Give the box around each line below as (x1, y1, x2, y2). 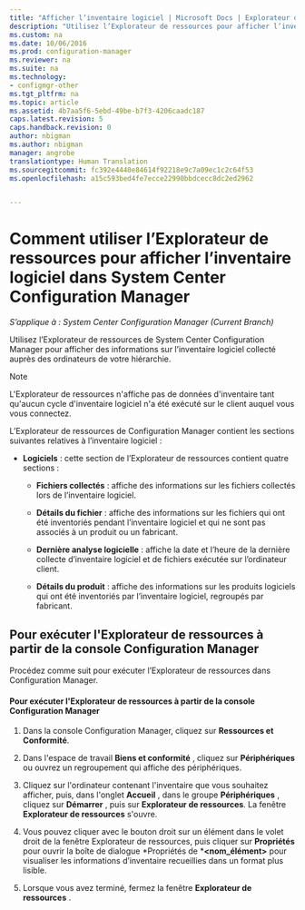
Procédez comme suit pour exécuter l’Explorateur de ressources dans (9, 665, 271, 676)
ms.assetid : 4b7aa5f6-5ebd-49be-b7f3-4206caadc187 (9, 106, 205, 115)
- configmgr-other (9, 81, 79, 90)
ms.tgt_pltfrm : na (9, 89, 79, 98)
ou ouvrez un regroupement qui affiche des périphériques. (22, 762, 242, 773)
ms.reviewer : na (9, 55, 71, 64)
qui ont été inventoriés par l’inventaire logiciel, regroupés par (35, 591, 264, 602)
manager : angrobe (9, 148, 75, 157)
